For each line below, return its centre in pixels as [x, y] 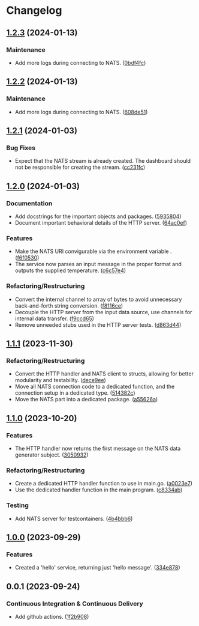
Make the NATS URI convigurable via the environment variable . [93, 251]
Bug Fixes [21, 148]
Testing [17, 505]
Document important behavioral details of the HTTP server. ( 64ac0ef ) [101, 222]
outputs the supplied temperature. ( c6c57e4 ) [70, 270]
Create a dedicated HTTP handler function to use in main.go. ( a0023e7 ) [104, 484]
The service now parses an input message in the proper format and [98, 264]
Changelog [34, 11]
